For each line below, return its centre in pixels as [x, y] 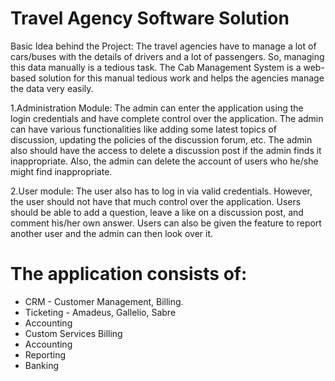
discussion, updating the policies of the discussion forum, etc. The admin [161, 139]
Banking [42, 365]
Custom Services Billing [73, 333]
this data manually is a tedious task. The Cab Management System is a [156, 67]
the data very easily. [52, 88]
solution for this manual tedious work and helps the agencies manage [181, 78]
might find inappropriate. [61, 171]
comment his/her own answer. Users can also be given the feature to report [166, 223]
